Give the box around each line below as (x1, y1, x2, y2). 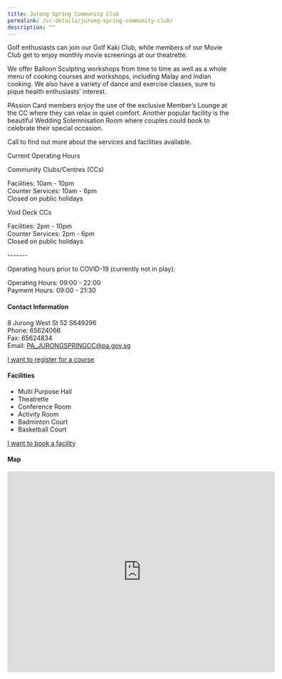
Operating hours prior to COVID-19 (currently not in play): (7, 265, 176, 273)
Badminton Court (17, 417, 68, 426)
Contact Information (7, 302, 69, 311)
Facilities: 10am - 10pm (7, 179, 75, 188)
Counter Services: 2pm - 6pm (7, 230, 95, 238)
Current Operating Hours (7, 151, 80, 160)
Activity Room (17, 409, 59, 418)
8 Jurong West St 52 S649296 (7, 318, 97, 327)
